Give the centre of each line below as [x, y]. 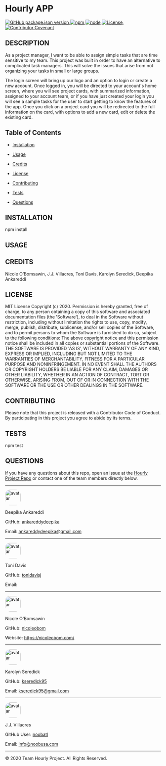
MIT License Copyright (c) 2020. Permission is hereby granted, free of [77, 307]
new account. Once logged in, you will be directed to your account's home [81, 86]
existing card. [19, 117]
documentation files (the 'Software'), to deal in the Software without [74, 317]
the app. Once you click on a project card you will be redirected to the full [80, 106]
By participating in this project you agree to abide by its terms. [68, 418]
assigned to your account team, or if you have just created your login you [80, 96]
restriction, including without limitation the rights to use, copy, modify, [76, 322]
